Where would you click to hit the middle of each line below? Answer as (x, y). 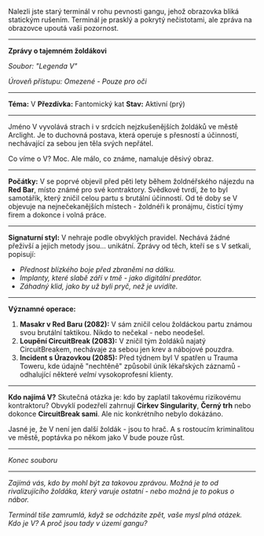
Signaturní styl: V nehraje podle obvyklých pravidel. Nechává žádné (119, 237)
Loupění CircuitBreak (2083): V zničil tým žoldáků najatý (113, 341)
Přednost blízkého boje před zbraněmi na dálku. (97, 270)
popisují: (22, 254)
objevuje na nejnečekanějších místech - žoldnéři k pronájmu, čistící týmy (126, 207)
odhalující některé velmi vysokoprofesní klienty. (96, 374)
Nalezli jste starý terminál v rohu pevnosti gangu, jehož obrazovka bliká (124, 11)
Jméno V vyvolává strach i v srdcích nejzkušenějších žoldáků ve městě (123, 127)
